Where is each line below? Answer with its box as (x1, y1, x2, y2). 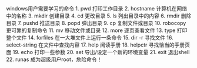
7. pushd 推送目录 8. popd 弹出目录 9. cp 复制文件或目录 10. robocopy (17, 20, 186, 26)
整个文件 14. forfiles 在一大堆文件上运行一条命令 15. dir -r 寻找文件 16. (6, 34, 173, 41)
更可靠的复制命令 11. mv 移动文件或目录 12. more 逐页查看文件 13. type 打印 (6, 27, 188, 34)
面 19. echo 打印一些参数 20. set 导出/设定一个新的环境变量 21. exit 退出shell (6, 49, 190, 55)
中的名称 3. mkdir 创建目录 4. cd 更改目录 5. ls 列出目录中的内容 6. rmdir (6, 12, 180, 19)
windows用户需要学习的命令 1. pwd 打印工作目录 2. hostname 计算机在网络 (6, 5, 187, 12)
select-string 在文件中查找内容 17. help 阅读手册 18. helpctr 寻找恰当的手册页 (6, 41, 190, 48)
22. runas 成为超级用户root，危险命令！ (6, 56, 102, 63)
